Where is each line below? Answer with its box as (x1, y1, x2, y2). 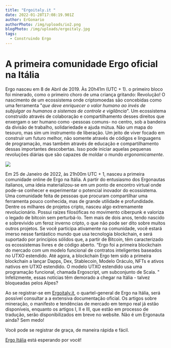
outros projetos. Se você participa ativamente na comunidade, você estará (5, 225, 162, 231)
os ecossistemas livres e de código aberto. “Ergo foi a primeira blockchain (5, 241, 162, 248)
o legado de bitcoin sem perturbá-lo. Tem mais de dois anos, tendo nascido (5, 214, 165, 220)
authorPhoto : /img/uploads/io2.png (5, 22, 81, 27)
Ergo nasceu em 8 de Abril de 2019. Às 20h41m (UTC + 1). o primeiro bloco (5, 86, 163, 92)
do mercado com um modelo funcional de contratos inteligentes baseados (5, 247, 162, 253)
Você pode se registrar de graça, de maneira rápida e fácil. (5, 326, 129, 333)
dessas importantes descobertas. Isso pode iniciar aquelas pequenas (5, 146, 152, 152)
